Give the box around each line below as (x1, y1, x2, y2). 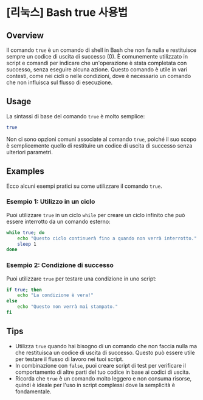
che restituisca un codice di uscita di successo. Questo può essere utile (15, 349, 196, 356)
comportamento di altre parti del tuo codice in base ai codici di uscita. (15, 368, 190, 376)
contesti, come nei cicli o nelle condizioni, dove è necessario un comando (6, 73, 191, 79)
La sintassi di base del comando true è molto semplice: (6, 112, 145, 120)
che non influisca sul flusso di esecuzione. (6, 79, 113, 86)
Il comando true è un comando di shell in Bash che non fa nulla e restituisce (6, 46, 196, 54)
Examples (6, 166, 44, 177)
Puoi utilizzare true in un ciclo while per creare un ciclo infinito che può (6, 211, 185, 218)
